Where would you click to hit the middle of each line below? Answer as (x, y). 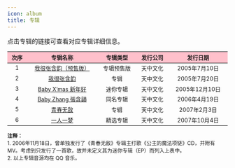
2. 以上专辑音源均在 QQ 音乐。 (44, 158)
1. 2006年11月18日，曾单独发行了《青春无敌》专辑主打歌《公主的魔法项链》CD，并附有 (111, 143)
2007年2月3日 (198, 110)
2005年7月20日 (198, 79)
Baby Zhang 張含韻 (62, 100)
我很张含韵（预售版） (62, 68)
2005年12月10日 (198, 89)
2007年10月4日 (198, 120)
